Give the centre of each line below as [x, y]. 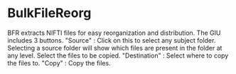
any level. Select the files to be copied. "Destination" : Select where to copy [118, 55]
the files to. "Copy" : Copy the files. [59, 63]
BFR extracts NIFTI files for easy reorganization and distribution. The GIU [114, 33]
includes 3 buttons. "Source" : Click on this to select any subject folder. [112, 40]
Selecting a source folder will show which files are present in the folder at [115, 48]
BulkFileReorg [49, 13]
